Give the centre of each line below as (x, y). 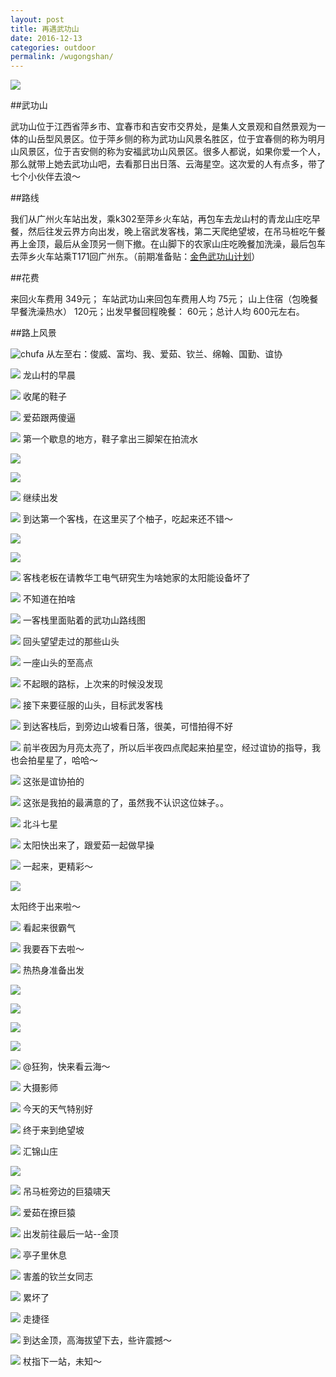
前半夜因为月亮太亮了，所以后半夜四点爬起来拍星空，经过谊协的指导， (167, 748)
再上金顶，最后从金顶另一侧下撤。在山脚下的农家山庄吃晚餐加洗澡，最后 (159, 244)
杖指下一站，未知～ (62, 1362)
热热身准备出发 (53, 970)
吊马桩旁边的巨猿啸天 (66, 1192)
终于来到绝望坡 (53, 1130)
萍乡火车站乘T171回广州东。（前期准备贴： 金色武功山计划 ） (139, 257)
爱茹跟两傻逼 (49, 418)
